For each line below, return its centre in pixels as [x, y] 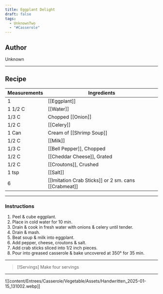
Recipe [16, 79]
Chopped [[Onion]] [70, 117]
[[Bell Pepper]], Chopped [77, 148]
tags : [10, 19]
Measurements [25, 93]
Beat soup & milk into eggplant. [43, 237]
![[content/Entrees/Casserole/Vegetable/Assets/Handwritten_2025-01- [76, 281]
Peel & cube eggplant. [34, 217]
